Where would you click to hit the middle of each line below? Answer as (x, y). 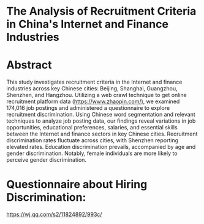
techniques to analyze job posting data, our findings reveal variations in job (101, 121)
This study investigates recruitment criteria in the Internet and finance (94, 82)
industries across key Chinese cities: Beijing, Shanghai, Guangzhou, (92, 89)
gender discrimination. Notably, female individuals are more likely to (92, 153)
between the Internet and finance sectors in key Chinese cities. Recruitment (102, 134)
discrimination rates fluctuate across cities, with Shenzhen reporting (93, 140)
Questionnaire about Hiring (77, 185)
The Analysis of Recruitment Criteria (101, 11)
